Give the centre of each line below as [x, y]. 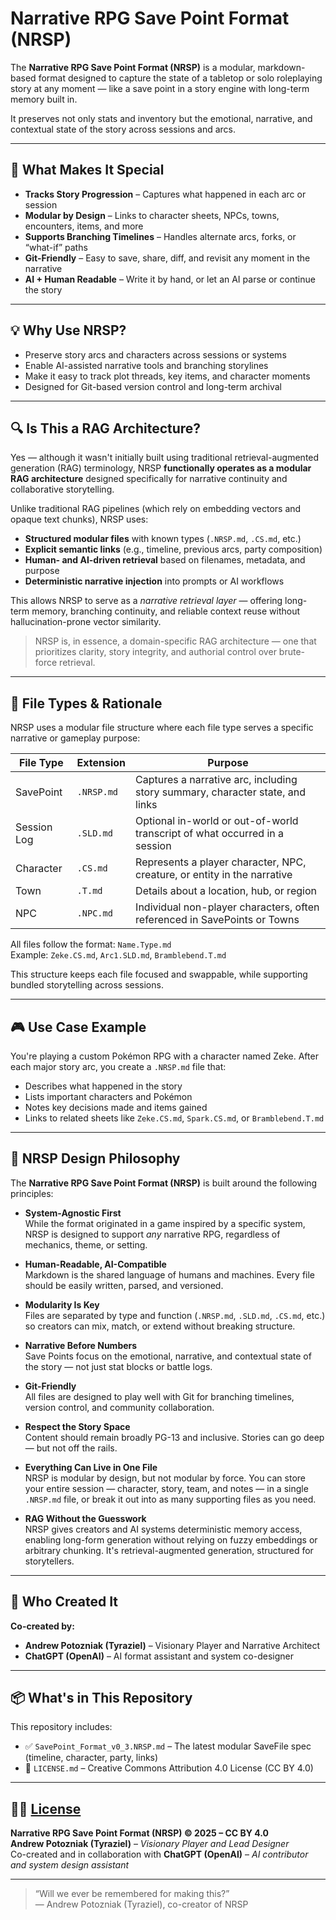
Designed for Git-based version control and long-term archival [153, 386]
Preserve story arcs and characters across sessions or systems [155, 354]
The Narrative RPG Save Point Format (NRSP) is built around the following [164, 1183]
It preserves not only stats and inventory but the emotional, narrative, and [161, 118]
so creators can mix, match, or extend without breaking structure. [160, 1326]
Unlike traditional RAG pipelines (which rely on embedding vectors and [156, 509]
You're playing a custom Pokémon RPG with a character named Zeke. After [164, 1056]
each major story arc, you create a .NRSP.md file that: [118, 1066]
